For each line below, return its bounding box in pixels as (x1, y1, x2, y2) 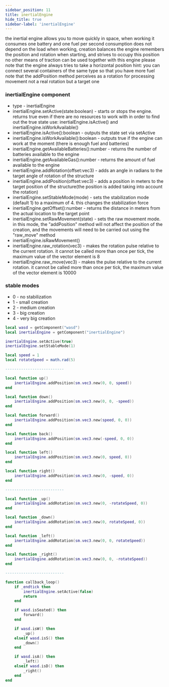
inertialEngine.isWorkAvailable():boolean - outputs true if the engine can (12, 135, 162, 141)
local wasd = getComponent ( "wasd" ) (5, 325, 80, 330)
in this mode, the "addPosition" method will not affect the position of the (12, 221, 163, 227)
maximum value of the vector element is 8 (12, 253, 100, 259)
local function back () (5, 431, 53, 436)
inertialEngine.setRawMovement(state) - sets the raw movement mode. (12, 216, 161, 222)
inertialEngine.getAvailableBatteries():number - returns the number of (12, 145, 157, 152)
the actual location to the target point (12, 210, 90, 216)
